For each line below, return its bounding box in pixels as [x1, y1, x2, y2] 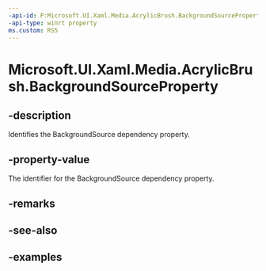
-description [8, 109, 71, 122]
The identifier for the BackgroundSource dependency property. [8, 174, 215, 183]
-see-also [8, 223, 58, 237]
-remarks [8, 197, 55, 210]
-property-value [8, 152, 90, 166]
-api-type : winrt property [8, 19, 97, 27]
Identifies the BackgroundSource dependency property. [8, 130, 190, 139]
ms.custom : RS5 [8, 26, 59, 34]
